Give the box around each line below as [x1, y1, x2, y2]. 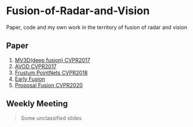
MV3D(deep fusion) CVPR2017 [14, 56, 90, 63]
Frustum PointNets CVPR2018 [14, 69, 88, 76]
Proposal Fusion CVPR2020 [14, 82, 83, 89]
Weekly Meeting [6, 99, 68, 109]
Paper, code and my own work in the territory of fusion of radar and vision [6, 24, 188, 31]
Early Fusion [14, 75, 46, 82]
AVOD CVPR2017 [14, 63, 57, 70]
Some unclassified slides [20, 114, 82, 122]
